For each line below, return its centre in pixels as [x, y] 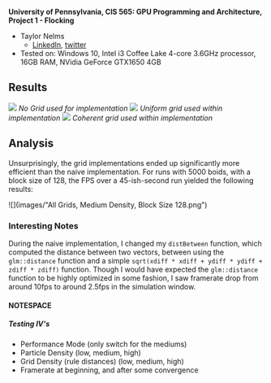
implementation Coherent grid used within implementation [111, 118]
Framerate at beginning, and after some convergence [109, 370]
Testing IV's [29, 324]
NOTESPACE [30, 305]
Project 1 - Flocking [41, 20]
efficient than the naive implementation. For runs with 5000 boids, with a [130, 172]
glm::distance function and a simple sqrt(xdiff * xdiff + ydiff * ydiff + [135, 260]
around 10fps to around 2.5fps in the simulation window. [102, 286]
